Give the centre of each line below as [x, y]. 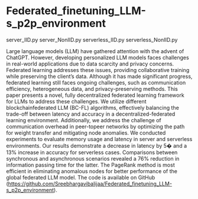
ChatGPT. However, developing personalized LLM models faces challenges [98, 57]
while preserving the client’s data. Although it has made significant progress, [99, 76]
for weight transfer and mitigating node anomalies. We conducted [86, 133]
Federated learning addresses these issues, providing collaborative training [98, 70]
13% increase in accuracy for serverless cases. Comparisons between [92, 152]
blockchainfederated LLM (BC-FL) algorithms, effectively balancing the [92, 107]
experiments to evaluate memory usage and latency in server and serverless [99, 139]
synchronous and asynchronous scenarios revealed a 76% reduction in [93, 158]
